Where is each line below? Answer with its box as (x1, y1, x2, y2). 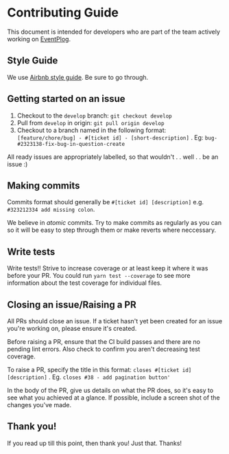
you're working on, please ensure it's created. (7, 325, 137, 332)
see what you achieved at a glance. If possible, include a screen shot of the (7, 393, 221, 402)
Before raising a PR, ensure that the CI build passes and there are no (7, 338, 201, 345)
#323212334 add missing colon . (7, 205, 95, 214)
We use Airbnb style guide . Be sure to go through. (7, 73, 149, 81)
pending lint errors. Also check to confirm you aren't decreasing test (7, 345, 200, 353)
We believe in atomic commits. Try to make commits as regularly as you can (7, 219, 221, 227)
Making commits (7, 180, 80, 191)
